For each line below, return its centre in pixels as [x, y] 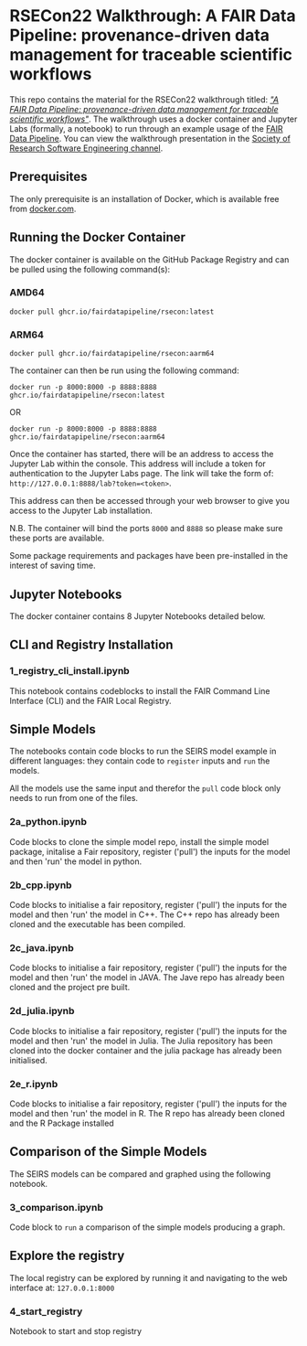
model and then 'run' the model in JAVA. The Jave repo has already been [147, 977]
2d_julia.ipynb [42, 1011]
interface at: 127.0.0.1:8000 [62, 1287]
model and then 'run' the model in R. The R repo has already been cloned [147, 1113]
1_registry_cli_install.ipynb [69, 671]
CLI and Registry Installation [91, 645]
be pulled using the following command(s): [90, 269]
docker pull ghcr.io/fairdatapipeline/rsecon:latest [112, 312]
